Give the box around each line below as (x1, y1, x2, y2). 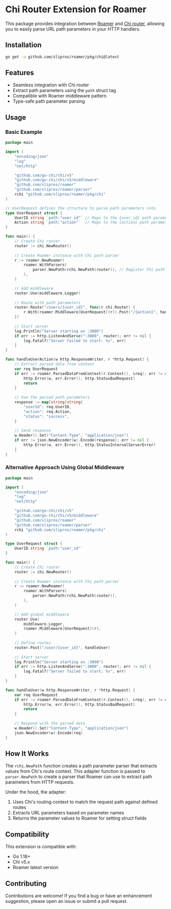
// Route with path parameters (14, 300, 81, 305)
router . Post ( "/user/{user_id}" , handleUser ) (14, 645, 110, 650)
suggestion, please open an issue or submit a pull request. (5, 898, 128, 904)
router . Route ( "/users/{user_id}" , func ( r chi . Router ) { (14, 305, 136, 310)
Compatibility (5, 830, 49, 838)
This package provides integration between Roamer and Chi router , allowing (5, 20, 165, 27)
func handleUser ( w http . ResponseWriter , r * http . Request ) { (5, 687, 136, 693)
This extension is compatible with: (5, 844, 77, 850)
